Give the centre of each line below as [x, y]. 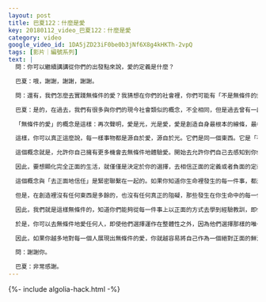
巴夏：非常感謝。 [39, 267]
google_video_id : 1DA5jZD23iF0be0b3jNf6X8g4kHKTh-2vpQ [101, 45]
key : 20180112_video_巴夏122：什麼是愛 [70, 30]
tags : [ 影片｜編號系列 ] [43, 52]
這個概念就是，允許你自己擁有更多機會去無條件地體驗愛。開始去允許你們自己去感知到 [133, 153]
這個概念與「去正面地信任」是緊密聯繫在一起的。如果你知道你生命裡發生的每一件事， [133, 181]
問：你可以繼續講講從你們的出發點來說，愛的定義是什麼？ [95, 67]
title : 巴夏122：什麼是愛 [47, 23]
